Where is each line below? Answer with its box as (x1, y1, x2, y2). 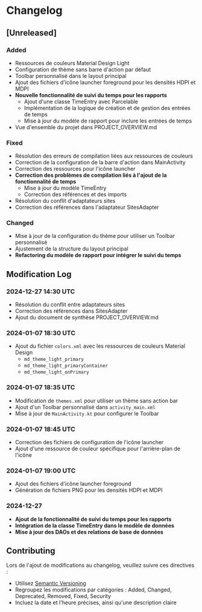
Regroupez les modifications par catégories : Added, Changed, (14, 586, 172, 593)
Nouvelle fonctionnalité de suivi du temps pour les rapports (14, 91, 168, 98)
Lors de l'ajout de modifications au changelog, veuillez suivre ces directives (6, 562, 195, 569)
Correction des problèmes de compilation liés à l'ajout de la (14, 171, 167, 179)
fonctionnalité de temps (14, 178, 77, 185)
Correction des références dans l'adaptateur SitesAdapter (14, 203, 159, 211)
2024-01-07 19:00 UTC (6, 466, 76, 474)
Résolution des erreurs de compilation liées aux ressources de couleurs (14, 152, 193, 160)
